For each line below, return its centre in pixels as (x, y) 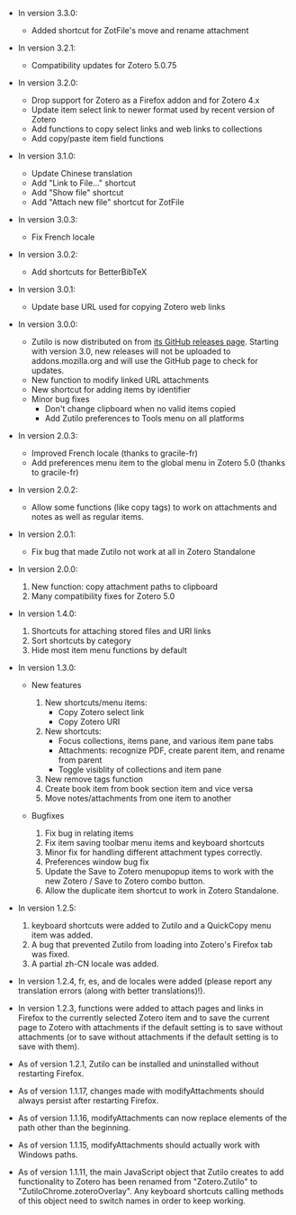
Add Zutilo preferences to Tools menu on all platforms (144, 418)
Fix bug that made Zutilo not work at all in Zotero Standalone (144, 552)
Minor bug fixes (60, 399)
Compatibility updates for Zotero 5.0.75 (104, 65)
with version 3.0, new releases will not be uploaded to (131, 351)
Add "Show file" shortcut (77, 192)
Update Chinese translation (82, 173)
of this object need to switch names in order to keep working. (131, 1201)
